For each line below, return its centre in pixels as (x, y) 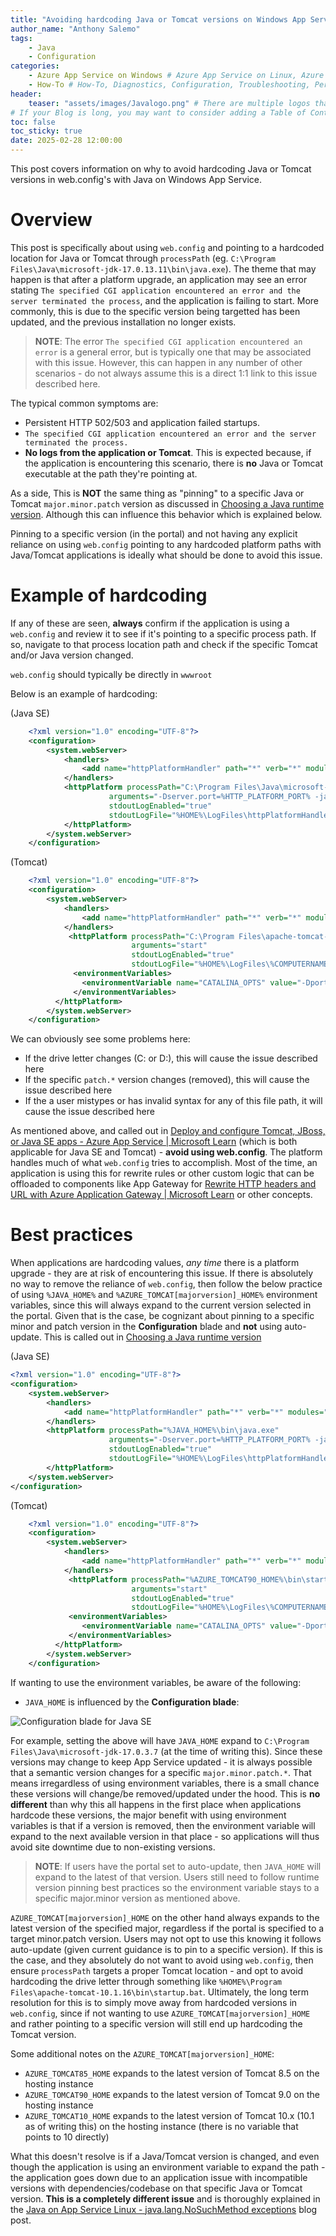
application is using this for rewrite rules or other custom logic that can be (162, 1173)
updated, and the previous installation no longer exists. (123, 322)
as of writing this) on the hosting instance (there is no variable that (161, 2126)
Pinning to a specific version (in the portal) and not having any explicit (154, 533)
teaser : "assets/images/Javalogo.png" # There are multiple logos (169, 103)
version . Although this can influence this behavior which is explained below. (166, 514)
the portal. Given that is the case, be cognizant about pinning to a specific (162, 1316)
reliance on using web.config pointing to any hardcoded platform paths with (166, 544)
